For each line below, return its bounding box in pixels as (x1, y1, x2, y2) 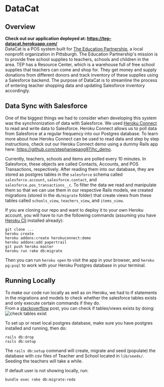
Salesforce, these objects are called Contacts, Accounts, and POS (5, 161, 139, 167)
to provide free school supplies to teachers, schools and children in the (5, 56, 149, 62)
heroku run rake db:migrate (5, 249, 63, 253)
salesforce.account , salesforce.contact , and (5, 176, 97, 182)
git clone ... (5, 227, 34, 232)
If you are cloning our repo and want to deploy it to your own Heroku (5, 207, 144, 213)
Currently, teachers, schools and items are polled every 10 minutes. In (5, 156, 146, 162)
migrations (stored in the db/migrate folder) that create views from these (5, 192, 152, 198)
